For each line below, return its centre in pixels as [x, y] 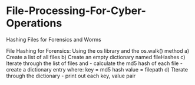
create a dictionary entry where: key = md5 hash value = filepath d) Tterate [97, 69]
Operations [34, 23]
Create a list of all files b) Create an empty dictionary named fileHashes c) [96, 57]
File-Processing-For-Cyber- [76, 11]
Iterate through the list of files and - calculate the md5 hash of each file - [94, 63]
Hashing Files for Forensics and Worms [54, 39]
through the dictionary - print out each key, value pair [71, 76]
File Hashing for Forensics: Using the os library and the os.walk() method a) [98, 50]
